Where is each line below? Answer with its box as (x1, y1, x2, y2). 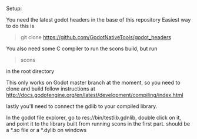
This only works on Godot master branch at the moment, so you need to (6, 79, 181, 86)
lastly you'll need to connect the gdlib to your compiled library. (6, 103, 158, 110)
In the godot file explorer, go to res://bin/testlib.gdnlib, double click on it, (6, 114, 181, 121)
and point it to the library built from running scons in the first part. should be (6, 120, 190, 127)
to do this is (6, 23, 35, 29)
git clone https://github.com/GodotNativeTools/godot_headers (20, 34, 172, 40)
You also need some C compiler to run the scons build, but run (6, 45, 158, 52)
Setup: (6, 5, 22, 12)
